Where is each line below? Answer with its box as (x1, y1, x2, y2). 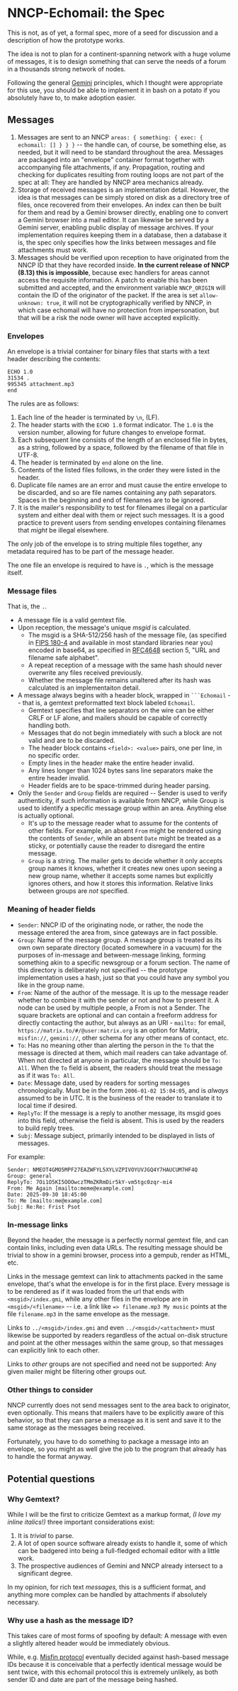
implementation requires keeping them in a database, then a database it (17, 230, 227, 239)
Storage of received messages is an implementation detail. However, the (17, 186, 229, 194)
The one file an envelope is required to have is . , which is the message (7, 561, 214, 569)
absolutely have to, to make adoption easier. (7, 93, 137, 102)
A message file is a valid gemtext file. (17, 616, 127, 625)
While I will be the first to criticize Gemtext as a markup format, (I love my (7, 1510, 221, 1518)
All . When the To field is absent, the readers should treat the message (17, 1064, 223, 1072)
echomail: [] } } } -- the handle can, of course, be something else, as (17, 140, 227, 149)
